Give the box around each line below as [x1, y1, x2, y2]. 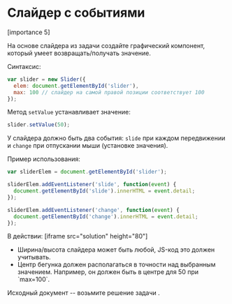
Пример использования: [7, 155, 80, 163]
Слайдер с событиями [7, 5, 145, 21]
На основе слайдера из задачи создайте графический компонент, [7, 41, 205, 50]
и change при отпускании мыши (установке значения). [7, 142, 168, 150]
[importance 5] [7, 28, 50, 36]
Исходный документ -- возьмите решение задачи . [7, 289, 161, 297]
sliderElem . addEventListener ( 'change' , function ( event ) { [7, 206, 180, 213]
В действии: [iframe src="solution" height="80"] [7, 232, 148, 241]
